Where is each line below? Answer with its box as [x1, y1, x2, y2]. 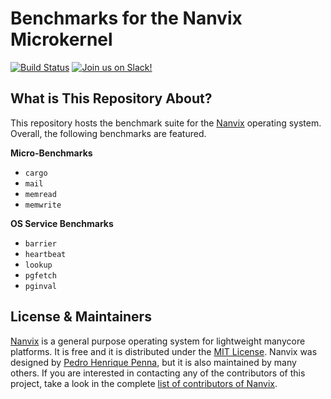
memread [24, 189, 57, 199]
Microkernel [10, 28, 113, 51]
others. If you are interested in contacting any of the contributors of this [10, 367, 306, 379]
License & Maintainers [10, 308, 152, 326]
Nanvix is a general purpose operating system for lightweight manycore [10, 335, 306, 347]
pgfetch [24, 270, 57, 281]
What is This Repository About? [10, 90, 213, 107]
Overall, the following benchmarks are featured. [10, 127, 207, 139]
